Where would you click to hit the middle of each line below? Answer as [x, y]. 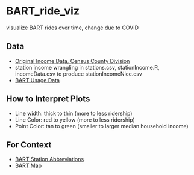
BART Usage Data [37, 80]
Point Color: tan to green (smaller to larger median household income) [102, 126]
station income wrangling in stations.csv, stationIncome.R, [87, 67]
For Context [29, 145]
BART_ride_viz [43, 11]
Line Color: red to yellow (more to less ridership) [75, 120]
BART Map [28, 165]
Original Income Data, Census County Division [72, 61]
